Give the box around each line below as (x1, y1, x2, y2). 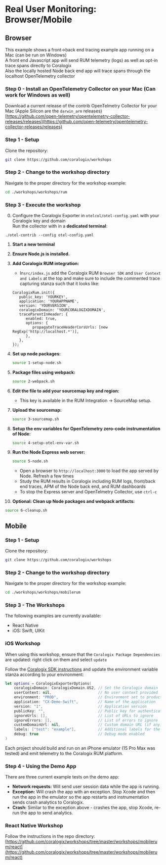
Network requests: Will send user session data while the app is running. (12, 783, 160, 790)
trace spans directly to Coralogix (5, 63, 72, 68)
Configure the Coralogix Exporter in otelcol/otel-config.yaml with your (12, 212, 160, 218)
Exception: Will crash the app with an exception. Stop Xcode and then (12, 789, 156, 795)
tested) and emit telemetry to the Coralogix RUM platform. (5, 750, 124, 756)
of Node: (12, 431, 31, 436)
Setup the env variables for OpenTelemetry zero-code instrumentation (12, 426, 161, 432)
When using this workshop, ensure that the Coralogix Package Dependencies (5, 651, 161, 657)
